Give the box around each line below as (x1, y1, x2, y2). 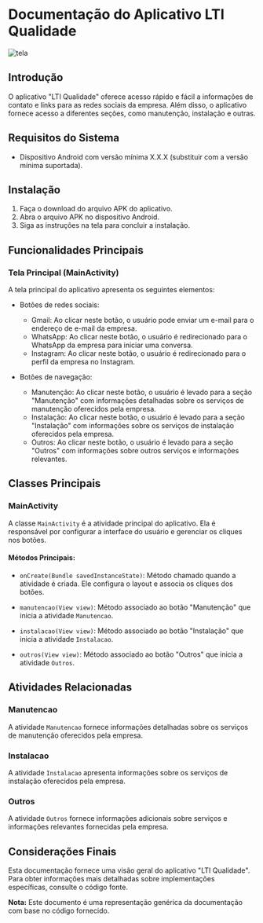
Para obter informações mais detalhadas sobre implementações (8, 874, 215, 884)
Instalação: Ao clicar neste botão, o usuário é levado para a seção (31, 412, 245, 422)
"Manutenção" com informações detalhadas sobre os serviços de (31, 396, 245, 405)
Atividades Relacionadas (8, 681, 132, 694)
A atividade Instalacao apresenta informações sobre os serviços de (8, 767, 228, 777)
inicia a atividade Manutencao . (19, 610, 114, 620)
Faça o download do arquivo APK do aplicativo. (19, 204, 173, 214)
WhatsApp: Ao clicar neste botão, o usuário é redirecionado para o (31, 332, 247, 342)
